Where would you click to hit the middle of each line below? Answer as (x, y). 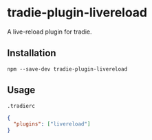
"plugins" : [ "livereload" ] (52, 124)
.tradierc (21, 106)
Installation (32, 53)
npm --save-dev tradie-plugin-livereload (67, 69)
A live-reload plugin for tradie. (50, 32)
